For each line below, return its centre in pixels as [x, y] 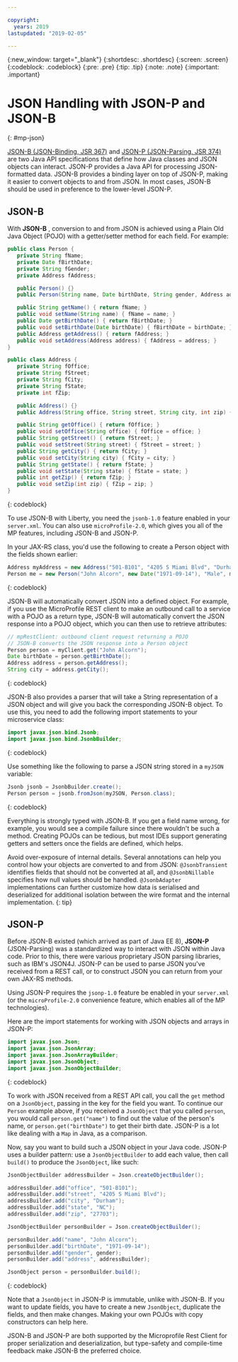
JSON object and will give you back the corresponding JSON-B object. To [115, 704]
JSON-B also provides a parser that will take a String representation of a [113, 697]
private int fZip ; [44, 393]
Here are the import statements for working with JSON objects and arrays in [118, 1021]
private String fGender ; [53, 269]
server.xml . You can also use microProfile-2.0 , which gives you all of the [115, 526]
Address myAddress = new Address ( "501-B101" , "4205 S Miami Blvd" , [109, 567]
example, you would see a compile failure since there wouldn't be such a [113, 828]
